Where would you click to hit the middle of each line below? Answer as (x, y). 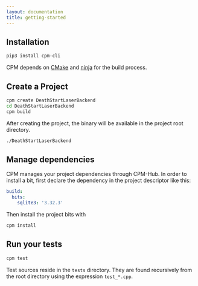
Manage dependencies (50, 159)
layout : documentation (35, 12)
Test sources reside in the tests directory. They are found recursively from (99, 270)
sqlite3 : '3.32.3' (40, 203)
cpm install (21, 225)
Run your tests (34, 245)
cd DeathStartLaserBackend (40, 106)
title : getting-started (36, 18)
